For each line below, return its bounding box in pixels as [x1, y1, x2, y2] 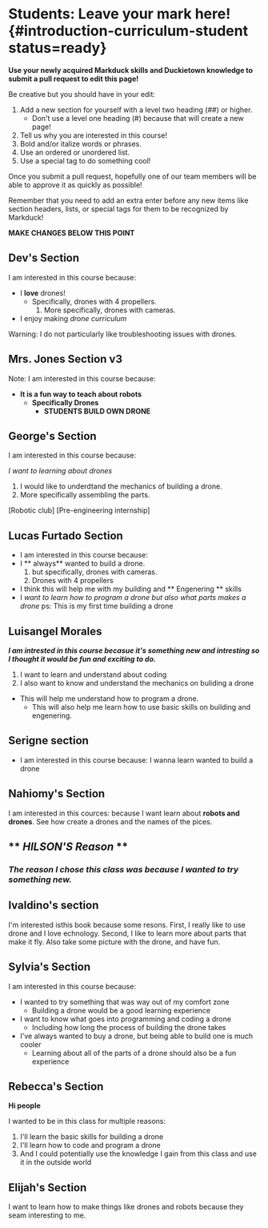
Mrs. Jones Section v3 [8, 352, 122, 366]
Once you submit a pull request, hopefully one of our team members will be [8, 171, 258, 181]
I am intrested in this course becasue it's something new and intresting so [8, 646, 260, 655]
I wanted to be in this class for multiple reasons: [8, 1117, 166, 1126]
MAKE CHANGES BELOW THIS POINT [8, 227, 135, 237]
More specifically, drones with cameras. [43, 305, 176, 315]
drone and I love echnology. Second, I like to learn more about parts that [8, 928, 246, 938]
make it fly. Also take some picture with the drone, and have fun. [8, 936, 221, 946]
